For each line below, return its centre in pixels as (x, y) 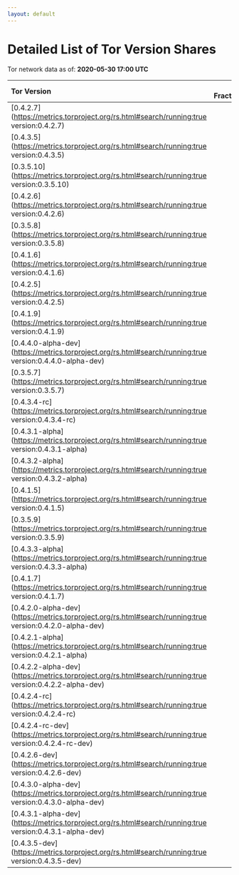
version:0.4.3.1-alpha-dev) (58, 831)
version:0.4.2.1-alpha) (49, 655)
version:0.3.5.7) (38, 390)
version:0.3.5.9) (38, 537)
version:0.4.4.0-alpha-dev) (58, 361)
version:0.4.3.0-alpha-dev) (58, 802)
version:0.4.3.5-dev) (46, 861)
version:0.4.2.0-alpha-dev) (58, 625)
